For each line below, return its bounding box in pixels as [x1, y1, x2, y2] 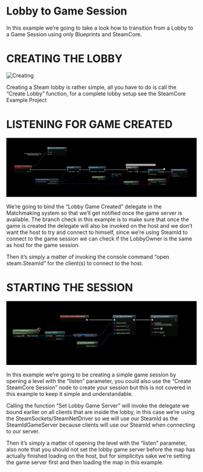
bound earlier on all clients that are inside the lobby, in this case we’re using [6, 408, 195, 415]
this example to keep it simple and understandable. [6, 390, 134, 397]
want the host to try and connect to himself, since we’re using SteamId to [6, 228, 188, 236]
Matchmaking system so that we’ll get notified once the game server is [6, 209, 182, 216]
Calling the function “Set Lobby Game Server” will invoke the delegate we [6, 402, 189, 409]
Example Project [6, 96, 47, 103]
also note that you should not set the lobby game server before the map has [6, 445, 195, 453]
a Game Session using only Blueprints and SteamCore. [6, 30, 142, 37]
